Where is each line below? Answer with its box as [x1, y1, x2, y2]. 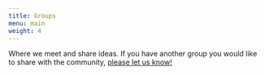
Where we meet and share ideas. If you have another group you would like [8, 49, 258, 59]
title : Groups [8, 11, 57, 20]
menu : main [8, 19, 46, 27]
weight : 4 [8, 27, 42, 35]
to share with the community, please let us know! [8, 57, 172, 67]
